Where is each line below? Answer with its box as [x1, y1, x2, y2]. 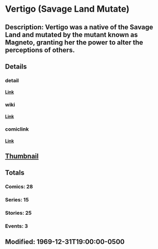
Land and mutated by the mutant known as [5, 30, 138, 39]
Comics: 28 [5, 183, 33, 190]
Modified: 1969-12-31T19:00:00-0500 [5, 238, 125, 246]
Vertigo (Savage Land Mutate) [5, 3, 130, 15]
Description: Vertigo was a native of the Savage [5, 23, 153, 31]
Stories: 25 [5, 209, 32, 216]
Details [5, 62, 27, 70]
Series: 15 [5, 197, 29, 204]
